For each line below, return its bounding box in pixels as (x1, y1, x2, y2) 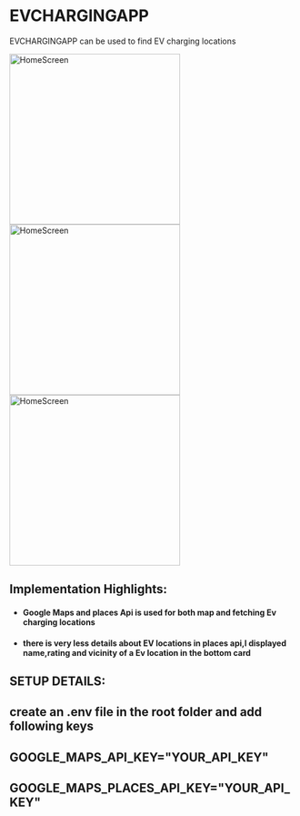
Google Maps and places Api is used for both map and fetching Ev (22, 607, 277, 618)
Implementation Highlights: (9, 581, 168, 597)
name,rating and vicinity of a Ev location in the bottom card (22, 647, 252, 658)
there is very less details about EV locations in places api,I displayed (22, 638, 286, 649)
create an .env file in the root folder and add (9, 704, 263, 720)
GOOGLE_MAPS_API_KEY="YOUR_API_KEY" (9, 750, 269, 765)
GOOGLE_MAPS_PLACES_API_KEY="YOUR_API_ (9, 781, 291, 796)
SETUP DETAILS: (9, 673, 106, 689)
